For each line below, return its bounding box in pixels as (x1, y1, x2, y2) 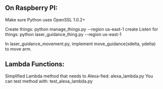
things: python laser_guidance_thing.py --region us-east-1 (5, 31, 122, 37)
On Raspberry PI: (5, 4, 58, 12)
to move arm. (5, 46, 32, 52)
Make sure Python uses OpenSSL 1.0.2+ (5, 17, 86, 22)
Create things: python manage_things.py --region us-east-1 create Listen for (5, 26, 158, 32)
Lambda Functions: (5, 60, 65, 69)
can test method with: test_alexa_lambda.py (5, 78, 93, 84)
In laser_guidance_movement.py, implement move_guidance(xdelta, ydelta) (5, 41, 156, 47)
